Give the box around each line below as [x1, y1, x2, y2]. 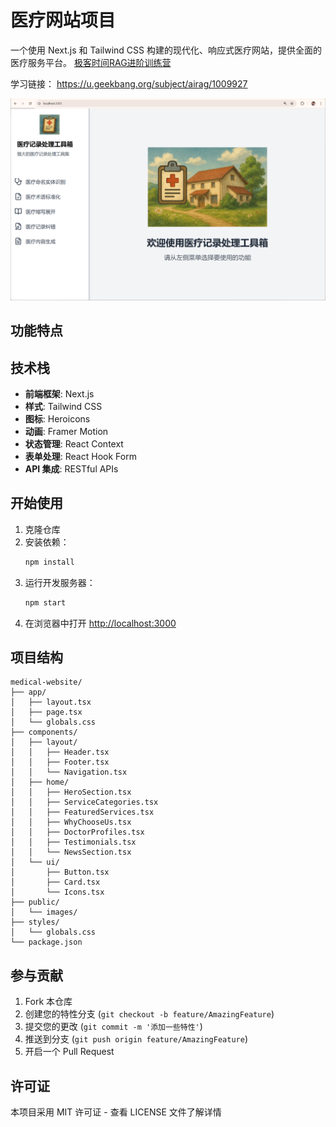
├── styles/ [10, 917, 60, 928]
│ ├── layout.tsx [10, 697, 92, 708]
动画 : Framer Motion [24, 426, 109, 438]
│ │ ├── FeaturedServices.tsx [10, 807, 155, 818]
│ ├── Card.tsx [10, 877, 101, 888]
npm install [24, 557, 75, 567]
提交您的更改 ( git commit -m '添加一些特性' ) [24, 1021, 203, 1033]
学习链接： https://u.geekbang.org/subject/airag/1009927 [10, 77, 248, 90]
